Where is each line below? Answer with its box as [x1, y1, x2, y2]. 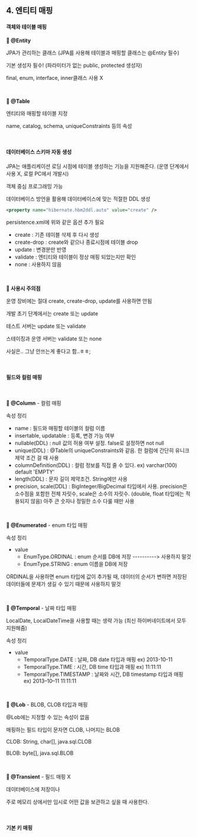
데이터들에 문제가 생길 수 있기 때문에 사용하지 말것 [6, 580, 121, 587]
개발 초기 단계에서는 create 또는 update [6, 310, 98, 317]
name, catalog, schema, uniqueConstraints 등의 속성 [6, 122, 133, 129]
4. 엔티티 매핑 [6, 5, 53, 16]
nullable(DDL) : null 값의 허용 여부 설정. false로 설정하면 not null [14, 439, 165, 446]
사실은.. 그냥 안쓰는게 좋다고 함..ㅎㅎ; [6, 347, 91, 355]
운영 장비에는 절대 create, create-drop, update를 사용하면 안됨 [6, 297, 152, 304]
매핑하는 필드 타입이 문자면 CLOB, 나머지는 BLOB [6, 726, 120, 733]
